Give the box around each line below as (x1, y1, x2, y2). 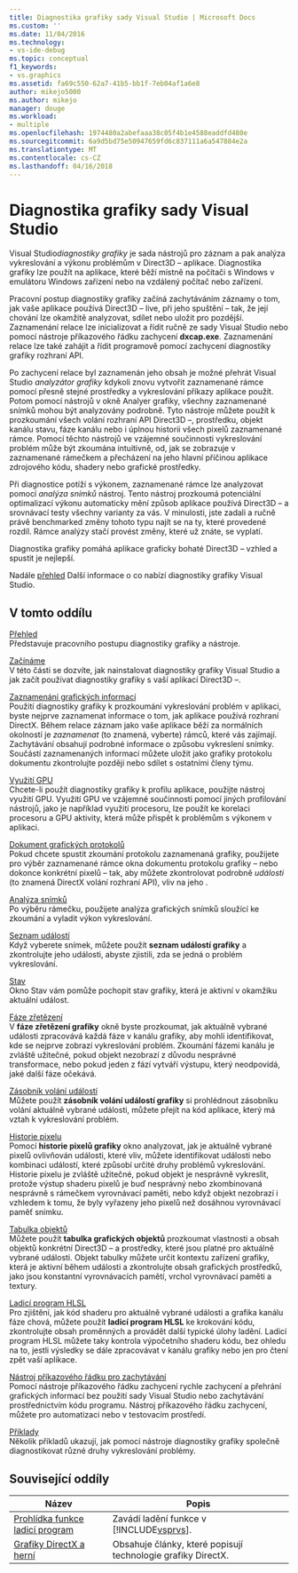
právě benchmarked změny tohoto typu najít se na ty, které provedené (9, 517, 267, 528)
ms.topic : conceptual (9, 54, 90, 63)
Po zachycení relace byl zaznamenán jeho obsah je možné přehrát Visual (9, 368, 277, 378)
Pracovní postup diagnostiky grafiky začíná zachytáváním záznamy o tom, (9, 294, 281, 305)
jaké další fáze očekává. (9, 1069, 98, 1079)
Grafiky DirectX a (13, 1537, 85, 1550)
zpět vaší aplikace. (9, 1355, 78, 1365)
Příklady (9, 1426, 40, 1437)
